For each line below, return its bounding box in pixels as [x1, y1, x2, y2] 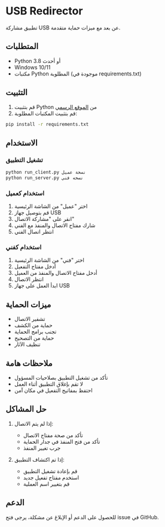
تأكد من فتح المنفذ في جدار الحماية [23, 438, 100, 445]
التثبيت [5, 87, 28, 98]
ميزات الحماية [5, 299, 51, 310]
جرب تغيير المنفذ [23, 444, 61, 452]
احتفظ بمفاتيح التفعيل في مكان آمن [14, 387, 93, 394]
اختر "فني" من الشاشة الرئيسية [14, 256, 85, 264]
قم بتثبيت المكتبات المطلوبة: [14, 110, 78, 117]
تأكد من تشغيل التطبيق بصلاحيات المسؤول [14, 374, 108, 381]
